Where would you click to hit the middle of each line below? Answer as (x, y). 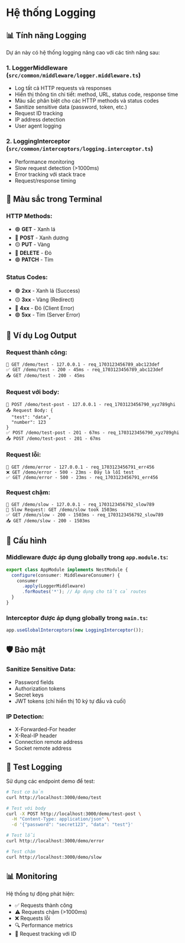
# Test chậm (21, 851)
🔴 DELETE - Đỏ (33, 253)
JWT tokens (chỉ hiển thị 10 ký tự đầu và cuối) (70, 701)
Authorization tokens (40, 688)
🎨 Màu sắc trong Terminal (54, 199)
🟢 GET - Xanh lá (35, 229)
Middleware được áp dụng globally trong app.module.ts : (87, 557)
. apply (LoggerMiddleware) (53, 586)
